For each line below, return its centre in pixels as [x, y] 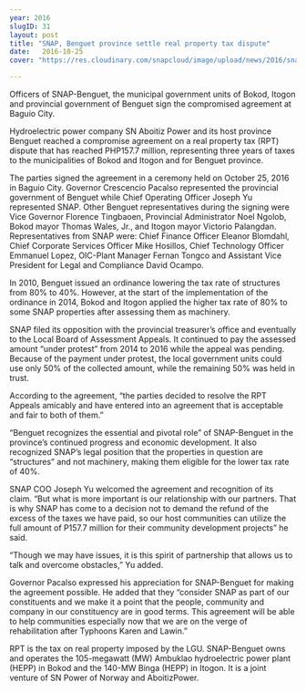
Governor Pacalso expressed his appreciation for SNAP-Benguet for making [152, 583]
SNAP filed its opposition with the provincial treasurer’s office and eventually [153, 330]
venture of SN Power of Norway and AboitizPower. [104, 677]
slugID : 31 [30, 26]
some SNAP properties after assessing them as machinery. [120, 312]
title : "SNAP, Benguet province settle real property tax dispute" [140, 43]
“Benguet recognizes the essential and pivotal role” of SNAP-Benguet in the [152, 433]
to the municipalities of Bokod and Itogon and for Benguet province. [137, 160]
